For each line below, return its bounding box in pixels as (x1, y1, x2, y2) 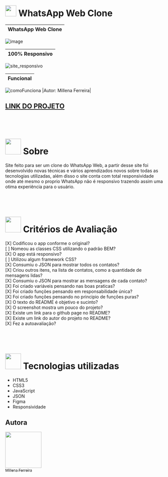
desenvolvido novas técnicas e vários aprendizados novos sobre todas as (5, 168, 158, 174)
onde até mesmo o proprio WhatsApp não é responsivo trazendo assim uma (5, 178, 163, 184)
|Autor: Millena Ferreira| (42, 87, 92, 93)
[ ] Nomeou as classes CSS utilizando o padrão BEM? (5, 246, 116, 252)
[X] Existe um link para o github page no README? (5, 309, 111, 315)
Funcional (8, 74, 32, 82)
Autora (5, 418, 28, 427)
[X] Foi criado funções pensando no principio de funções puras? (5, 293, 139, 299)
